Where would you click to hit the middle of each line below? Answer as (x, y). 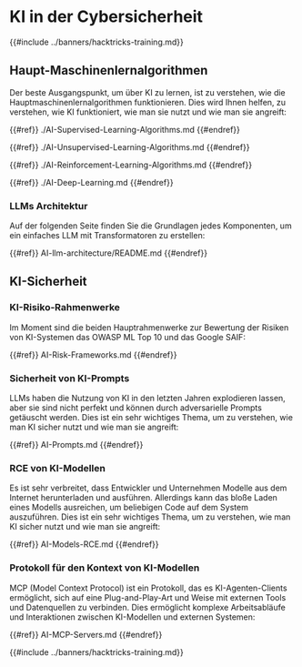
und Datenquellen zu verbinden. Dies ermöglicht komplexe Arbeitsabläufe (148, 607)
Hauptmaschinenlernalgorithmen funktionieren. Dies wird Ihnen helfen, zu (148, 102)
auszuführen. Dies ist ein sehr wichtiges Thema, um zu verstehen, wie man (150, 517)
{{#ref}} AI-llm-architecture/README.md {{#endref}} (108, 253)
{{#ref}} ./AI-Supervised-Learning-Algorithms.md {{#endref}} (125, 129)
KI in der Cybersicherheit (106, 17)
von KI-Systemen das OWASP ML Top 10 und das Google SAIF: (127, 337)
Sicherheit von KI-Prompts (70, 378)
